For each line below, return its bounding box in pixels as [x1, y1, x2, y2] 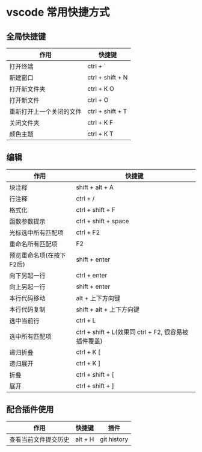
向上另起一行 [9, 282, 46, 291]
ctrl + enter [76, 271, 108, 279]
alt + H [75, 435, 94, 443]
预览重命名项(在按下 [9, 251, 66, 259]
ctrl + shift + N [87, 73, 128, 81]
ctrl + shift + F [76, 205, 115, 214]
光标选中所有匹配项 [9, 228, 64, 237]
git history [100, 435, 129, 443]
